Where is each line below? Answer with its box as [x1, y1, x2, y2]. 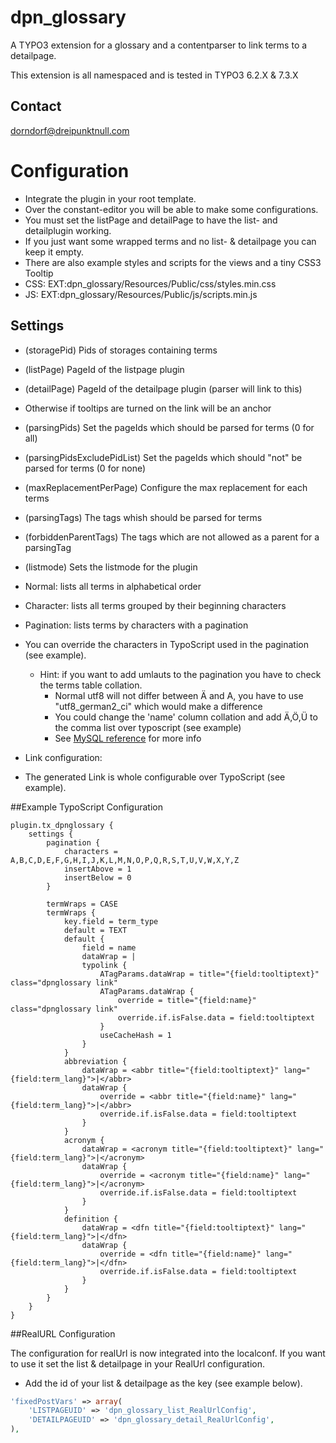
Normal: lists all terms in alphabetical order [24, 580, 202, 592]
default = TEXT [63, 925, 128, 935]
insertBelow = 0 [63, 872, 132, 883]
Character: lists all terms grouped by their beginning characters [24, 599, 287, 611]
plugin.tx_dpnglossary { [10, 820, 114, 830]
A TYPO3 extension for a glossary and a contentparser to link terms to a [10, 39, 308, 51]
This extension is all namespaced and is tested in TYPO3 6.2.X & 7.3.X [10, 69, 299, 81]
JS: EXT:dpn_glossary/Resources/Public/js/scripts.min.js [24, 288, 258, 300]
